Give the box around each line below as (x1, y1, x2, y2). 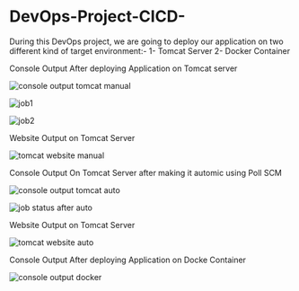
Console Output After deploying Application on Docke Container (9, 254, 247, 265)
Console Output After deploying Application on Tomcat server (9, 63, 238, 74)
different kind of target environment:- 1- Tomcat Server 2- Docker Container (9, 45, 291, 56)
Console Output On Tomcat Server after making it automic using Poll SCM (9, 167, 283, 178)
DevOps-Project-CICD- (9, 6, 186, 27)
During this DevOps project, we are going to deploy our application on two (9, 36, 285, 47)
